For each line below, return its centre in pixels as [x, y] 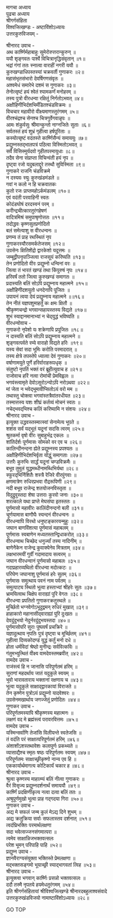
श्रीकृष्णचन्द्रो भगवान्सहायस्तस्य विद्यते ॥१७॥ [46, 310]
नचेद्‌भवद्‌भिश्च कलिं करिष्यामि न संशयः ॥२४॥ [48, 409]
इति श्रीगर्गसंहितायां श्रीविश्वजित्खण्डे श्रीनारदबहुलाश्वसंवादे [56, 891]
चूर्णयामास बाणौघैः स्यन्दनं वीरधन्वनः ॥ [40, 515]
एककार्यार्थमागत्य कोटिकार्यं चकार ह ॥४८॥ [45, 766]
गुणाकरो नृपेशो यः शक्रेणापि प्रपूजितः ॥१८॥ [44, 329]
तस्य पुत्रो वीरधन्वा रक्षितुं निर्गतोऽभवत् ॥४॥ [45, 98]
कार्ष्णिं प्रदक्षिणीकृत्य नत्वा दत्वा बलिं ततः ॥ [43, 792]
